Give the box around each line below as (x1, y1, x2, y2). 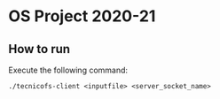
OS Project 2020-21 (8, 6, 156, 27)
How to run (8, 42, 71, 57)
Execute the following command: (8, 65, 129, 75)
